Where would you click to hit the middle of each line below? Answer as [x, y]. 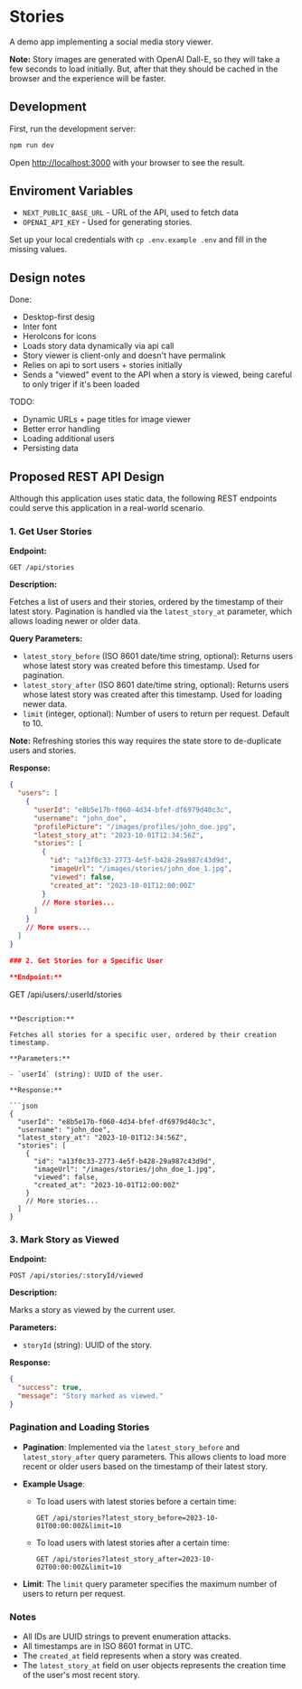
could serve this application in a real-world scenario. [107, 508]
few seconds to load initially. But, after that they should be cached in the [144, 69]
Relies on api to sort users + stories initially [102, 365]
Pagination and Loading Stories [80, 1428]
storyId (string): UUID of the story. [87, 1345]
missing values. [38, 250]
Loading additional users [68, 439]
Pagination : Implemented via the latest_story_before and [131, 1447]
